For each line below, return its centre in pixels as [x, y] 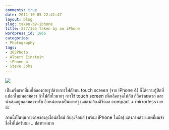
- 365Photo [17, 52]
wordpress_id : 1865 [26, 33]
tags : [11, 48]
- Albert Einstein [24, 57]
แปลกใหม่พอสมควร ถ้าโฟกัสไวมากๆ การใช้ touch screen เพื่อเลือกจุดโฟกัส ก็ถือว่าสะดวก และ [84, 96]
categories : [18, 38]
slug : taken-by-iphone [29, 24]
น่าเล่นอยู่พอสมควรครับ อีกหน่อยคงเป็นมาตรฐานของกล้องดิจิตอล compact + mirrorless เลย [84, 102]
